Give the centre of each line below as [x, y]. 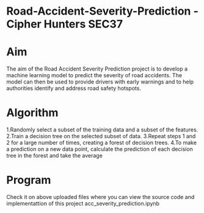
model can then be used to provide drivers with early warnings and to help [100, 82]
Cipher [24, 24]
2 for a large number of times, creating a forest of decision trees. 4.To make [102, 143]
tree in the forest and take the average [54, 156]
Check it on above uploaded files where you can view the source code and [100, 197]
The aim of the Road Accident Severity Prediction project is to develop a [97, 69]
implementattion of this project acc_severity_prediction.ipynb [83, 203]
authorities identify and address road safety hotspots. [74, 88]
